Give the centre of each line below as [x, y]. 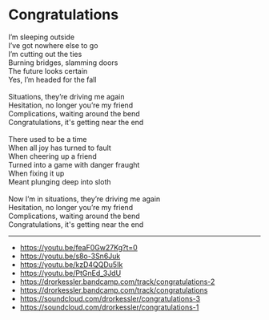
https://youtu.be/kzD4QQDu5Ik [71, 264]
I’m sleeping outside [41, 37]
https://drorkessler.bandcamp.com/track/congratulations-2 [117, 282]
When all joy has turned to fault [60, 148]
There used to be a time [48, 139]
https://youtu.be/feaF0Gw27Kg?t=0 [78, 247]
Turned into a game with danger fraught [74, 164]
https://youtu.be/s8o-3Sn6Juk [70, 256]
